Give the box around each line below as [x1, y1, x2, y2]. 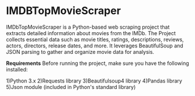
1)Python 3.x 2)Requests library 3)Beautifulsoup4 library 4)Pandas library [6, 77, 183, 84]
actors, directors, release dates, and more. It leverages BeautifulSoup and [6, 42, 184, 49]
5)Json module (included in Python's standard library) [6, 83, 136, 90]
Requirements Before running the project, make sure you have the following [6, 60, 189, 67]
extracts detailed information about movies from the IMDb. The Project [6, 29, 176, 36]
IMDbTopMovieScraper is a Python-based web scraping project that [6, 23, 170, 30]
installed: [6, 66, 28, 73]
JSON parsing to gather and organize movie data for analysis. [6, 48, 155, 55]
